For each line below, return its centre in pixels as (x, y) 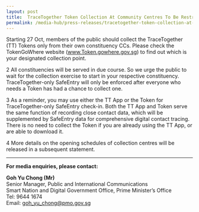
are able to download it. (35, 131)
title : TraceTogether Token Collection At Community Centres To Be (92, 17)
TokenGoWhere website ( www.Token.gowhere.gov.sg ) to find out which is (97, 52)
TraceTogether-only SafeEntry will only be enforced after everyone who (94, 82)
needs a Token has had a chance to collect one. (65, 89)
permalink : (20, 23)
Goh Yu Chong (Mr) (31, 178)
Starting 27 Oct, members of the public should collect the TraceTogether (94, 40)
